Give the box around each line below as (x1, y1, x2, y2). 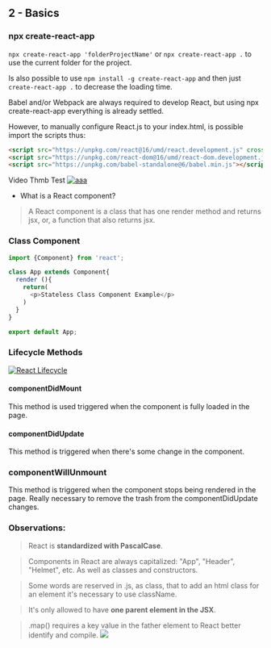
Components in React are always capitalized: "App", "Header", (27, 556, 236, 566)
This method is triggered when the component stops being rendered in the (8, 485, 256, 495)
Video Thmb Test (8, 175, 66, 185)
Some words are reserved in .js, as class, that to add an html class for (27, 580, 260, 590)
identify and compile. (27, 629, 98, 640)
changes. (8, 502, 40, 512)
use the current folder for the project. (8, 57, 132, 67)
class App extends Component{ (8, 268, 110, 277)
